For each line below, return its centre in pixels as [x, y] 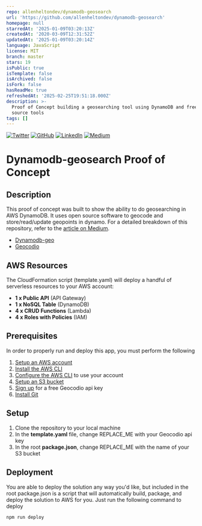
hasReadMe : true [26, 90]
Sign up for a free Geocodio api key [59, 388]
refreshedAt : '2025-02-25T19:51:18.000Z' [59, 96]
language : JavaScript [33, 46]
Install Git [26, 394]
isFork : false [24, 85]
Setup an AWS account [44, 362]
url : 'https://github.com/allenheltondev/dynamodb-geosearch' [86, 17]
